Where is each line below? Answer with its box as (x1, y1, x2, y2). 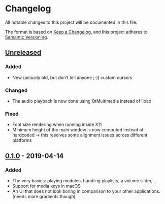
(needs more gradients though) (12, 193, 76, 199)
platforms (12, 137, 32, 143)
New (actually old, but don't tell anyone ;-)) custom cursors (12, 75, 132, 81)
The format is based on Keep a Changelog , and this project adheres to (5, 29, 148, 35)
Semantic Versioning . (5, 34, 48, 40)
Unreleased (5, 48, 42, 57)
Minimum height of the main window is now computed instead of (12, 127, 144, 133)
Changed (5, 87, 28, 94)
